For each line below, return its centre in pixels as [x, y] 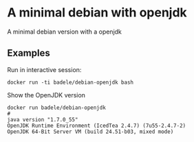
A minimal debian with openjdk [97, 13]
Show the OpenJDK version [46, 95]
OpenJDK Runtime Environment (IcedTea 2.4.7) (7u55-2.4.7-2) [97, 126]
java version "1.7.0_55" [43, 119]
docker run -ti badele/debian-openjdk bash [71, 82]
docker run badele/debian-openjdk [57, 108]
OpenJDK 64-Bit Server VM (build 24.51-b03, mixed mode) [90, 132]
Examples [29, 53]
